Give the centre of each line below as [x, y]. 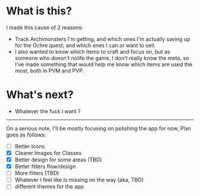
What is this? [39, 11]
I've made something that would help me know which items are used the [103, 64]
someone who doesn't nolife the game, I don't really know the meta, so [102, 58]
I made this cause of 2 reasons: [45, 27]
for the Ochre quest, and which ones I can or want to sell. [85, 45]
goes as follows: [26, 135]
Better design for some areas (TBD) [58, 160]
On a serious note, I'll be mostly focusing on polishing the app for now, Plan [99, 128]
